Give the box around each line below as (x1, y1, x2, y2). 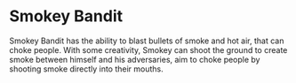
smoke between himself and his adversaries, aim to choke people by (9, 54, 260, 64)
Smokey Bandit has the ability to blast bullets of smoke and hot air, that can (9, 35, 284, 46)
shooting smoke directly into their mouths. (9, 64, 164, 74)
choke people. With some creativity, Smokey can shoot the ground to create (9, 44, 288, 55)
